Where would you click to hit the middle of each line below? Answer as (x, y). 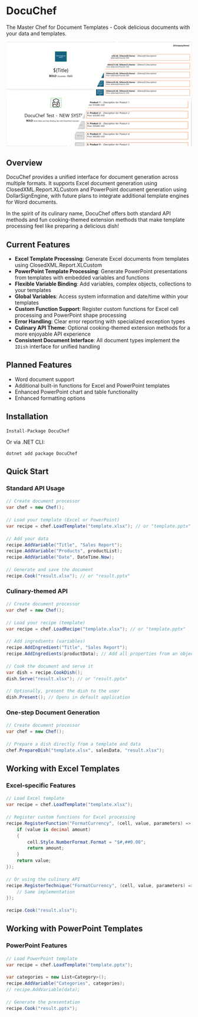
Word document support (44, 379)
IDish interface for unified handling (57, 347)
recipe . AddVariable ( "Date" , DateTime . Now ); (60, 557)
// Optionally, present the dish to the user (63, 691)
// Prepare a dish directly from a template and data (74, 744)
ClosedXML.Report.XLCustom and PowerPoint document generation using (96, 189)
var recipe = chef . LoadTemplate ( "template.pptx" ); (70, 965)
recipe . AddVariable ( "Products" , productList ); (64, 551)
